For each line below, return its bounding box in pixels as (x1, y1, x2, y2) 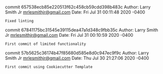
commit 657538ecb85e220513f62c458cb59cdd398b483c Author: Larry (5, 4, 151, 10)
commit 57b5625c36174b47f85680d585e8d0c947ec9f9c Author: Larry (5, 50, 149, 56)
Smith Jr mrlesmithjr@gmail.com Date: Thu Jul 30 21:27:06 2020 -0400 (5, 55, 149, 61)
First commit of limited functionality (5, 42, 86, 46)
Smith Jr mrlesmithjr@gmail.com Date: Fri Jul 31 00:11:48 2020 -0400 (5, 9, 145, 15)
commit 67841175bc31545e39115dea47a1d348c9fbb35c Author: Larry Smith (5, 27, 159, 33)
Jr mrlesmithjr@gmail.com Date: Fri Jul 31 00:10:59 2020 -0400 (5, 32, 133, 38)
